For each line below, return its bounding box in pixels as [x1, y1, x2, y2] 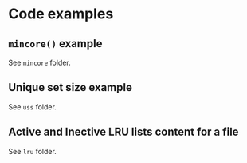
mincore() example [8, 37, 103, 50]
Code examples [8, 5, 114, 23]
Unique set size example [8, 81, 133, 94]
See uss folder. [8, 101, 57, 112]
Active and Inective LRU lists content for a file [8, 125, 239, 139]
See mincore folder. [8, 58, 72, 67]
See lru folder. [8, 146, 57, 156]
